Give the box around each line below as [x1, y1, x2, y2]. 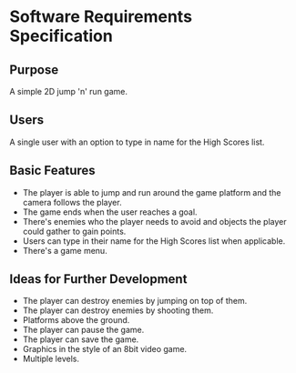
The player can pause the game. [22, 325, 145, 336]
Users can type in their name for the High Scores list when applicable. [22, 235, 286, 247]
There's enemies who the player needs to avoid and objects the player [22, 216, 287, 227]
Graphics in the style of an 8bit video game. [22, 344, 188, 355]
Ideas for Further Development [9, 271, 188, 287]
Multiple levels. [22, 353, 80, 365]
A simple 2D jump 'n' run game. [9, 86, 128, 96]
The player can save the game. [22, 334, 139, 345]
